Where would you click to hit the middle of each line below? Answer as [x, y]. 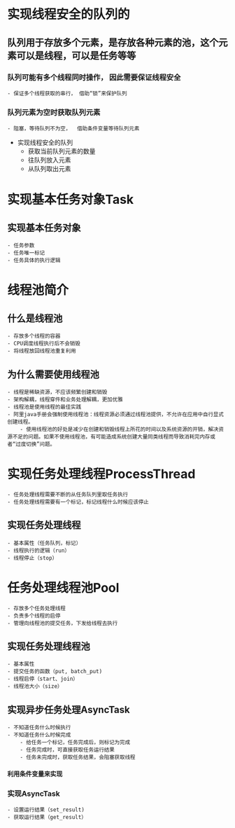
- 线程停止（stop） [33, 558]
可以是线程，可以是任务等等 [76, 56]
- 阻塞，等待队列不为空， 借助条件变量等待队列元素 [73, 129]
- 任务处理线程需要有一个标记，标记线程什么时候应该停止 [78, 502]
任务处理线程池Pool [63, 587]
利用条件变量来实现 [35, 773]
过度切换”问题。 [36, 444]
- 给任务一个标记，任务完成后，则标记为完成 [75, 743]
